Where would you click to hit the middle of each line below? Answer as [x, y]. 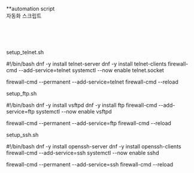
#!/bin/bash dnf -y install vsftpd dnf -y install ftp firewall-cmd [82, 105]
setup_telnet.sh [25, 52]
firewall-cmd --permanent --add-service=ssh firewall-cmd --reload [90, 164]
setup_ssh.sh [22, 135]
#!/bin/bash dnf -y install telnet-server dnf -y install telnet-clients [86, 64]
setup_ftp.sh [22, 93]
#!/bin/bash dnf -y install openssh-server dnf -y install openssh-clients [94, 146]
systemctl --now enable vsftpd [74, 111]
